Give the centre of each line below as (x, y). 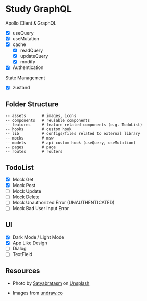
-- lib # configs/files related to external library (73, 134)
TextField (22, 254)
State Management (25, 78)
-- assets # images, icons (41, 116)
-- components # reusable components (48, 121)
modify (28, 62)
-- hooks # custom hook (39, 129)
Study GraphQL (39, 9)
